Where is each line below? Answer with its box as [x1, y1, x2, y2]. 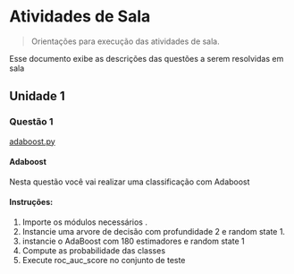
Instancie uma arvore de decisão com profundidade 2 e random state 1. [21, 227, 286, 237]
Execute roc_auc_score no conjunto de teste [21, 255, 186, 266]
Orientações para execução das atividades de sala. [30, 36, 221, 47]
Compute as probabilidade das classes [21, 245, 166, 256]
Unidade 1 [9, 89, 65, 104]
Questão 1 [9, 116, 54, 128]
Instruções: [9, 197, 54, 208]
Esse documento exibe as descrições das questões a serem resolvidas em [9, 53, 284, 64]
